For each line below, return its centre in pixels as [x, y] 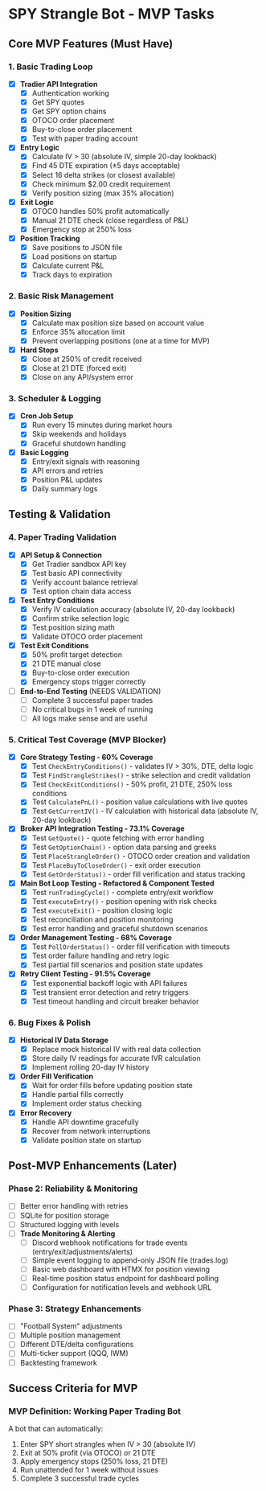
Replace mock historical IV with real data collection [117, 1049]
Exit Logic [37, 202]
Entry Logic [40, 148]
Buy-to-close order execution [81, 673]
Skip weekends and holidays [79, 434]
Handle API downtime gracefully [85, 1122]
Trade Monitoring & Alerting [68, 1233]
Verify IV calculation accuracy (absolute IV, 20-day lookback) [133, 609]
